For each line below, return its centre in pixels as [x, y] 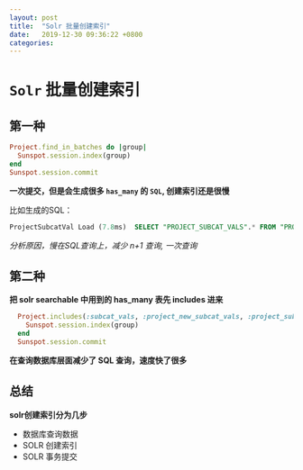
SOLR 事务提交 [50, 456]
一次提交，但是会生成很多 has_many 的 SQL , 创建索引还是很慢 [119, 191]
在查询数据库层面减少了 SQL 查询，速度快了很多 [98, 360]
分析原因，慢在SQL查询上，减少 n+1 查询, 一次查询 [103, 245]
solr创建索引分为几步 [48, 414]
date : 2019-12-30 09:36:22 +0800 [76, 34]
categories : [32, 43]
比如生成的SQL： [41, 210]
